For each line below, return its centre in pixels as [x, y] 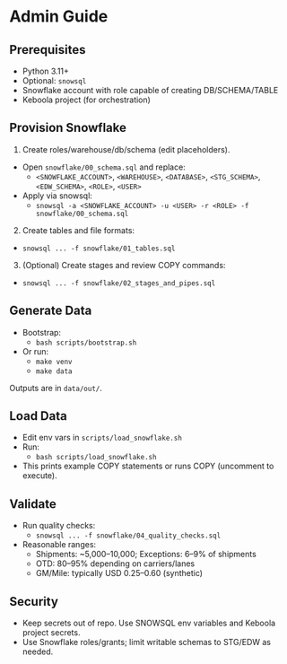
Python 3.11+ [46, 71]
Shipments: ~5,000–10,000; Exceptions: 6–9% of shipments [146, 555]
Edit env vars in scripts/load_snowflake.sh [102, 438]
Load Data [38, 416]
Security [34, 602]
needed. [38, 651]
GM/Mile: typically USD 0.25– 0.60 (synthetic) [119, 573]
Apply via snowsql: [57, 196]
